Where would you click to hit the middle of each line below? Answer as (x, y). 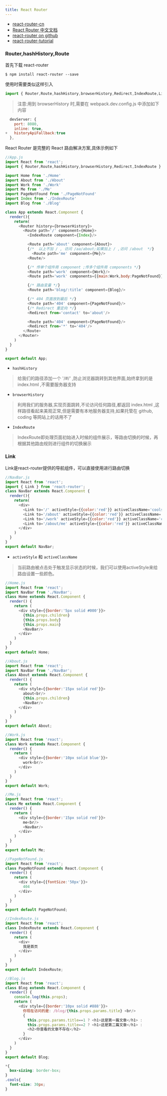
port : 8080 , (26, 124)
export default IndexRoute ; (34, 969)
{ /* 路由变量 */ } (44, 285)
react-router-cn (28, 24)
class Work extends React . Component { (45, 744)
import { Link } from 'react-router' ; (45, 487)
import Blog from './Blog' (33, 203)
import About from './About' (35, 180)
